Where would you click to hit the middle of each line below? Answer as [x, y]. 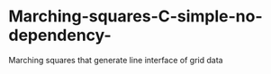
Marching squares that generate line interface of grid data [116, 60]
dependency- [60, 35]
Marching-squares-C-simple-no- [135, 16]
